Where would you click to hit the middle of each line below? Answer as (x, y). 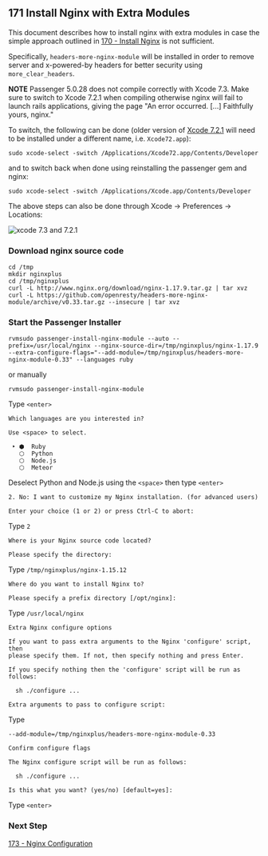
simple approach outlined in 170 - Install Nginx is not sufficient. (112, 41)
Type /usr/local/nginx (46, 613)
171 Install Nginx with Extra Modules (99, 13)
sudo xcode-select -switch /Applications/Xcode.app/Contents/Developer (130, 191)
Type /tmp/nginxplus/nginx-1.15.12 (68, 570)
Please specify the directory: (60, 555)
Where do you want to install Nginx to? (77, 584)
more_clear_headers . (41, 73)
